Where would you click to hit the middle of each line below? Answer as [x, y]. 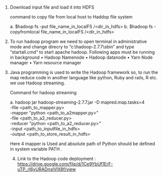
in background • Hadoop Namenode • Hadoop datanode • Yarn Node [81, 57]
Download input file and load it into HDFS [52, 7]
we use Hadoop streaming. [38, 83]
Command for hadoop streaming [43, 92]
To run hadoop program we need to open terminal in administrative [78, 41]
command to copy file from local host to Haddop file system [71, 17]
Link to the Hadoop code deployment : [56, 159]
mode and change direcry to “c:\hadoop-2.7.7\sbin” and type [72, 47]
